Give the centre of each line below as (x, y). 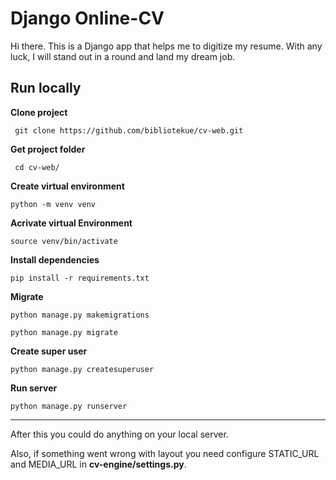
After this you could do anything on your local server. (119, 434)
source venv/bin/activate (64, 241)
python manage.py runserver (69, 406)
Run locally (46, 88)
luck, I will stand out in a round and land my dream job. (123, 56)
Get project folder (48, 149)
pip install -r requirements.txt (80, 278)
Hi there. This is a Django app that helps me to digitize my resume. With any (166, 46)
